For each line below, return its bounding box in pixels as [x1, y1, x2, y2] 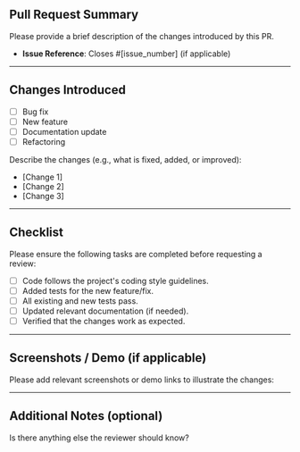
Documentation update [21, 126, 107, 137]
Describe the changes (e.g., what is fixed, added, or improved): [9, 154, 242, 164]
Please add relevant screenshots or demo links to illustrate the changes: [9, 374, 275, 385]
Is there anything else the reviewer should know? [9, 432, 189, 443]
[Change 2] [21, 180, 64, 191]
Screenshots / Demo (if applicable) [9, 350, 207, 365]
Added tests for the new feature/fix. [21, 285, 154, 296]
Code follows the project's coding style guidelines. [21, 275, 210, 286]
